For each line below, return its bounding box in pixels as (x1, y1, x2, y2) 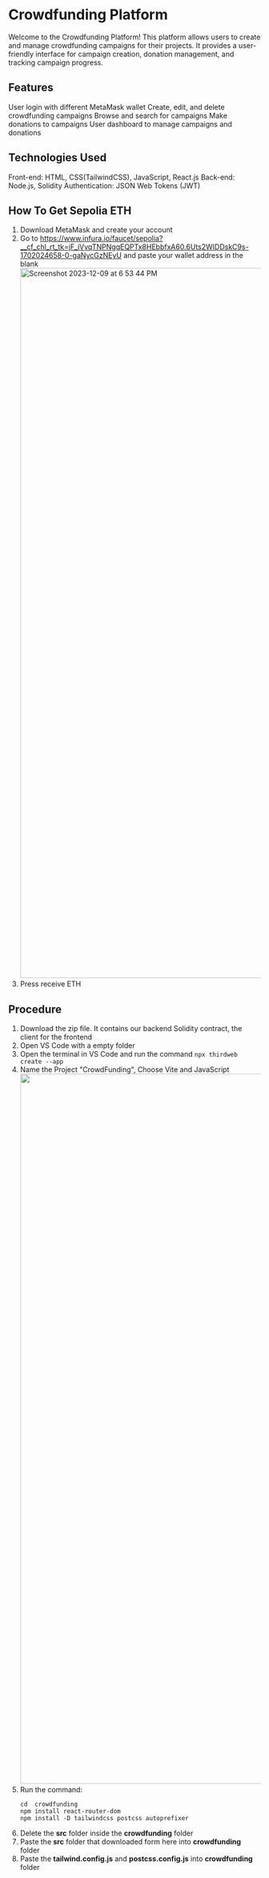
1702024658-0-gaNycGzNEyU (19, 251, 122, 260)
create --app (19, 1058, 64, 1066)
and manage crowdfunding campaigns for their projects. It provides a (8, 40, 238, 50)
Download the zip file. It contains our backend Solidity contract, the (19, 1024, 243, 1034)
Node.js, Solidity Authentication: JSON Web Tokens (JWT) (8, 180, 201, 190)
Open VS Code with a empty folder (19, 1041, 135, 1050)
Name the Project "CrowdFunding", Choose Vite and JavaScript (19, 1065, 230, 1074)
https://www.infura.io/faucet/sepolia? (39, 234, 163, 244)
